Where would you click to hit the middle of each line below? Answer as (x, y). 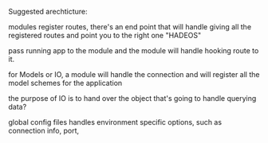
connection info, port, (44, 131)
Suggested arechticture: (48, 12)
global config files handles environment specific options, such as (115, 122)
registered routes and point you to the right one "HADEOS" (105, 35)
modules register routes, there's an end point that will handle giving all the (130, 27)
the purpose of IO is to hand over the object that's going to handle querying (132, 98)
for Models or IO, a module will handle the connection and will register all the (134, 74)
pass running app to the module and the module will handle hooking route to (134, 50)
